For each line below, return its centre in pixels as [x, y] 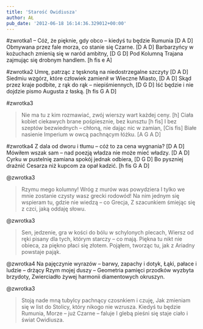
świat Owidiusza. [43, 320]
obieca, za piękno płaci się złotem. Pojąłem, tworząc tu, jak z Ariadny [108, 245]
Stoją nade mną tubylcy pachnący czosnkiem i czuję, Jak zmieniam [106, 300]
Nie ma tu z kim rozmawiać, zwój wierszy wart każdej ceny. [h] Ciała [107, 115]
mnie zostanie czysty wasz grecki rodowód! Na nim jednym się [100, 196]
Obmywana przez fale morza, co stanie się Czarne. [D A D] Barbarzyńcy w [100, 47]
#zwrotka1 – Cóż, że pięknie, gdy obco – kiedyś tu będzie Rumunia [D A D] [100, 41]
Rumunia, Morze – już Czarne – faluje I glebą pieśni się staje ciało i [105, 313]
